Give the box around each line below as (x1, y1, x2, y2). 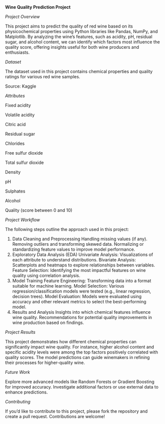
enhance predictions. (5, 389, 48, 395)
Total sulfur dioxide (5, 160, 44, 165)
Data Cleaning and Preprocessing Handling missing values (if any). (12, 236, 148, 242)
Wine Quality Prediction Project (5, 4, 71, 10)
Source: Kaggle (5, 83, 36, 89)
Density (5, 169, 21, 175)
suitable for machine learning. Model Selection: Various (12, 283, 124, 289)
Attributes (5, 93, 26, 98)
